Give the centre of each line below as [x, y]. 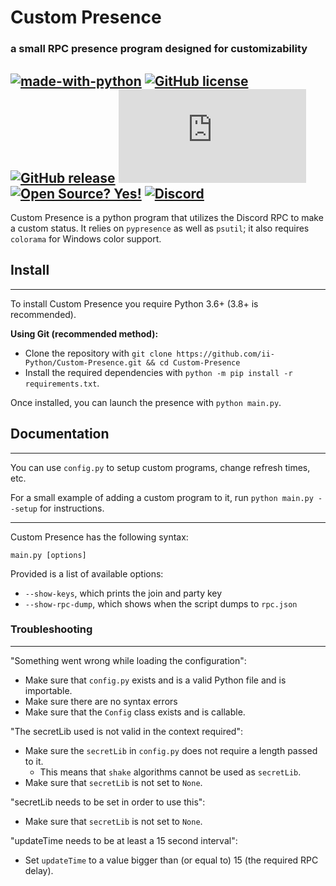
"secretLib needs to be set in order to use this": [108, 802]
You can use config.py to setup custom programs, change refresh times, [160, 467]
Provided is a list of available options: [87, 573]
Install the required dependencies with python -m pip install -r [158, 372]
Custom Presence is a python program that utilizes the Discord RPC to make [167, 217]
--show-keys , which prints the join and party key [123, 593]
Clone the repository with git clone [98, 353]
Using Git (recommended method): [84, 333]
